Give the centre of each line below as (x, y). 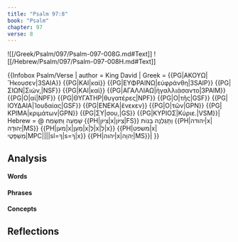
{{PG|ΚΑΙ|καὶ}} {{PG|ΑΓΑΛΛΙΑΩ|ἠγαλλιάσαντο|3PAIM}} (144, 90)
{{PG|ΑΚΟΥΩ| (188, 75)
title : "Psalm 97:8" (38, 14)
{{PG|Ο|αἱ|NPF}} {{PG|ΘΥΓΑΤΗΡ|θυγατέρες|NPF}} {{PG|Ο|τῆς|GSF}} (109, 98)
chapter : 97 (25, 27)
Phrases (20, 192)
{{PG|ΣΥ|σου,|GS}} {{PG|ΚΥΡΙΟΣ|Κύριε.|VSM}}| (150, 113)
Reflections (33, 231)
